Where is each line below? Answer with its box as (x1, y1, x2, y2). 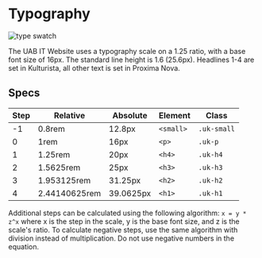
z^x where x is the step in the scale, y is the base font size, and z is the (8, 216, 240, 226)
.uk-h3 (198, 163, 223, 171)
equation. (8, 241, 40, 251)
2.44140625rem (37, 187, 102, 198)
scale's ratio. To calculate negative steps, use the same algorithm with (8, 225, 238, 234)
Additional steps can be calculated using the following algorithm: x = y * (8, 208, 247, 218)
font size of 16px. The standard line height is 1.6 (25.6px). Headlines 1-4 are (8, 55, 255, 64)
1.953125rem (37, 175, 91, 186)
